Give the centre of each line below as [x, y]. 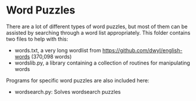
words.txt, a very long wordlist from [58, 50]
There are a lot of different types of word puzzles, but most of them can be [97, 26]
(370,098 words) [52, 56]
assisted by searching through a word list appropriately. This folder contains [98, 32]
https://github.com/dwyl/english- [142, 50]
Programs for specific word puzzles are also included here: [78, 80]
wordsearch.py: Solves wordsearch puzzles [68, 92]
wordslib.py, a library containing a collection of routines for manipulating [102, 63]
